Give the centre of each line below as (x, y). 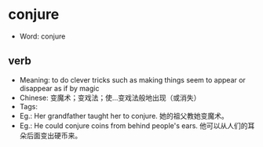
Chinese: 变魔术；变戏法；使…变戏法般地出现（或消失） (110, 97)
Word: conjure (42, 36)
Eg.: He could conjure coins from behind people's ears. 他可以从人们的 (134, 125)
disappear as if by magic (59, 88)
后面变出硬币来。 (54, 135)
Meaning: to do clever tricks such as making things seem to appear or (132, 79)
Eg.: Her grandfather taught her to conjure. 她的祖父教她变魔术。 (124, 116)
